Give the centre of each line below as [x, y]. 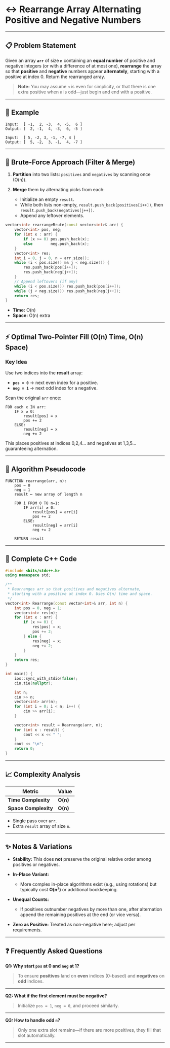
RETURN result [29, 539]
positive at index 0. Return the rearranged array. [55, 77]
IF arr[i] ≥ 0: [39, 508]
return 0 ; [25, 749]
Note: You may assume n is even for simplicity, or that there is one [87, 86]
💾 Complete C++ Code [41, 559]
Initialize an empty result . [47, 199]
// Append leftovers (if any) [46, 282]
